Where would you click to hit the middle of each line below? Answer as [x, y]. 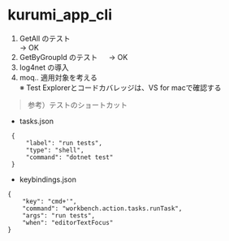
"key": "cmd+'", [50, 201]
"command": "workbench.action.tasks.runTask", [102, 209]
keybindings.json [48, 179]
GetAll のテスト [45, 38]
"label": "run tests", [64, 143]
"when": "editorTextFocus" [68, 222]
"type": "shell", [55, 150]
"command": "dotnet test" [69, 157]
